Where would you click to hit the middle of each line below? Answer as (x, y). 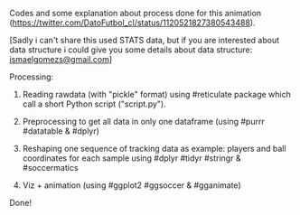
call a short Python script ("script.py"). (94, 104)
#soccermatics (50, 168)
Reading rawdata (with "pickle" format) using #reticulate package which (157, 94)
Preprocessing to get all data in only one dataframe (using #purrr (143, 122)
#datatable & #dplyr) (61, 131)
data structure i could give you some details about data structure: (131, 50)
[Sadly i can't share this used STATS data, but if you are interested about (145, 40)
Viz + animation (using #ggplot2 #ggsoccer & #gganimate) (131, 185)
